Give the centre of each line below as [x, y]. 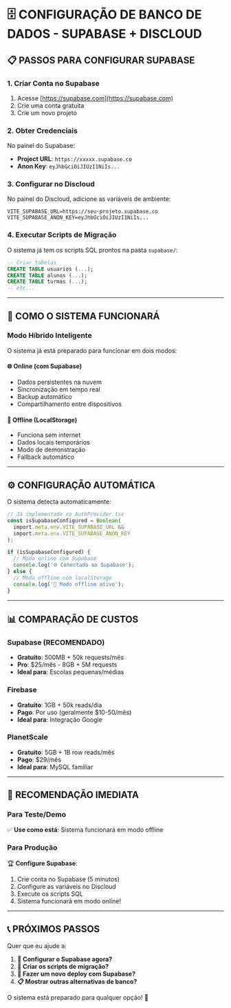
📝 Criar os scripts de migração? [63, 966]
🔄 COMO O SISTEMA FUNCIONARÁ [84, 316]
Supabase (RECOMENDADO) [56, 642]
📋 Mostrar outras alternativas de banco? [77, 981]
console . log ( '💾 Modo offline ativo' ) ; [69, 584]
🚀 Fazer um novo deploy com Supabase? [76, 974]
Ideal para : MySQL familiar [55, 766]
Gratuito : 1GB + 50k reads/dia [59, 705]
